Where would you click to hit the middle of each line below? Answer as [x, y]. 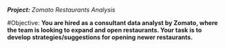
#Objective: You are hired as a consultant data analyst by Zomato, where [112, 23]
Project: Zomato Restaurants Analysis [61, 10]
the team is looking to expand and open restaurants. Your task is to [105, 30]
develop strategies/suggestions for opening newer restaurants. [100, 37]
